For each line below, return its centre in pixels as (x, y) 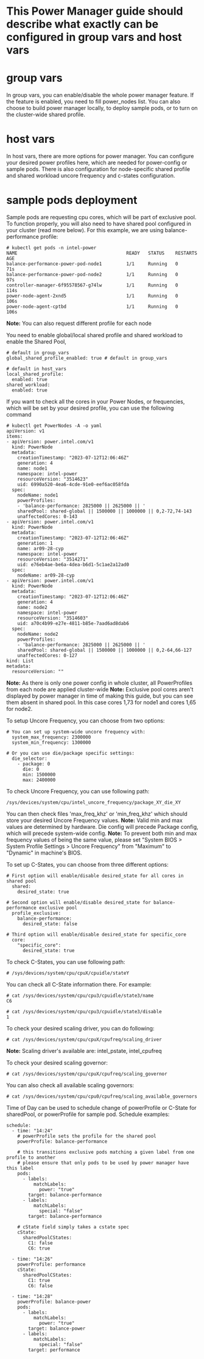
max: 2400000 (39, 780)
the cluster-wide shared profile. (46, 115)
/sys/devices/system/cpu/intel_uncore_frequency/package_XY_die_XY (94, 803)
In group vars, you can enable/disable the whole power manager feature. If (100, 95)
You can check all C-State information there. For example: (79, 984)
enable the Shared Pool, (37, 341)
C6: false (40, 1286)
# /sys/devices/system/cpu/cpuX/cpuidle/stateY (68, 973)
